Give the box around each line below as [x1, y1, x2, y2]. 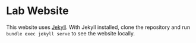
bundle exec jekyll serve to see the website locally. [6, 29, 135, 37]
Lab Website [6, 4, 69, 18]
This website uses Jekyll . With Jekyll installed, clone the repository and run [6, 24, 191, 31]
